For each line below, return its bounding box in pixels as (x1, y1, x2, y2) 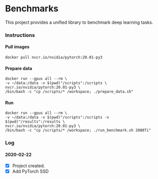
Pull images (5, 44, 30, 50)
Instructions (5, 32, 36, 39)
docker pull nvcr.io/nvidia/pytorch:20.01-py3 (5, 55, 103, 60)
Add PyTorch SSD (12, 168, 49, 174)
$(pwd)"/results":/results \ (5, 119, 65, 124)
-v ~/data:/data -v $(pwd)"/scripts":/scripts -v (5, 115, 110, 120)
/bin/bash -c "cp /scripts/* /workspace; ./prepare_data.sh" (5, 89, 134, 94)
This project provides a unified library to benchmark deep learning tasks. (5, 19, 154, 25)
